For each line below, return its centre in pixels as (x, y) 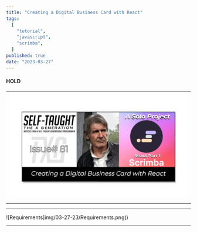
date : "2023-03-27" (30, 62)
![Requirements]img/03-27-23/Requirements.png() (67, 217)
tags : (13, 18)
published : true (26, 56)
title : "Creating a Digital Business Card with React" (74, 12)
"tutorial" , (31, 31)
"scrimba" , (30, 43)
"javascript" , (34, 37)
